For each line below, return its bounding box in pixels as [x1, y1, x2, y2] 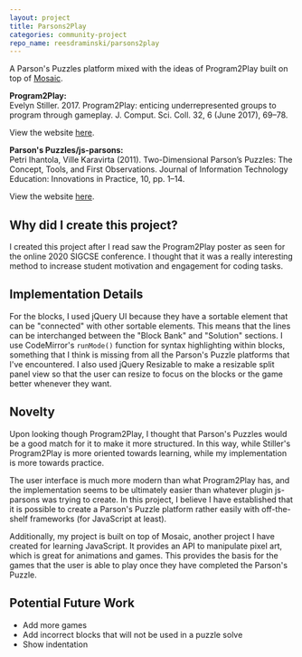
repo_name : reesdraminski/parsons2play [9, 38, 160, 48]
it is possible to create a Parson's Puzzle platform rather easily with [9, 503, 260, 514]
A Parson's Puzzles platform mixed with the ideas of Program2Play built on [9, 63, 288, 74]
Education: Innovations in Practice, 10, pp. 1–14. [9, 174, 185, 185]
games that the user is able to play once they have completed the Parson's [9, 559, 288, 570]
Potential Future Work [9, 595, 136, 611]
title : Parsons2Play [9, 22, 88, 31]
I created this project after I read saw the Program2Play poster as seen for [9, 242, 286, 252]
